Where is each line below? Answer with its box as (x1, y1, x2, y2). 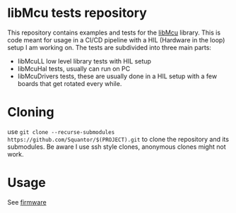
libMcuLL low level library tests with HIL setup (17, 56, 152, 65)
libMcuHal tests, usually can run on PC (17, 64, 131, 73)
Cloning (7, 104, 54, 121)
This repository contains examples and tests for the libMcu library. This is (7, 28, 221, 37)
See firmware (7, 197, 47, 206)
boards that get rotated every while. (17, 79, 122, 87)
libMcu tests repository (7, 5, 147, 21)
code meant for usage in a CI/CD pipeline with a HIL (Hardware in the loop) (7, 35, 225, 44)
